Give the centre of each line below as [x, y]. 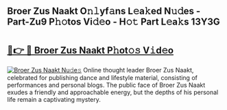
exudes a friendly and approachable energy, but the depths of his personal [113, 92]
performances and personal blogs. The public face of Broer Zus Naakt [106, 85]
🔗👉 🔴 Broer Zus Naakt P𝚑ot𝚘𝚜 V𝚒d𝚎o [90, 50]
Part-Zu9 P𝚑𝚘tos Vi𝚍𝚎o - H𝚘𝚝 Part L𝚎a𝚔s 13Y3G [114, 22]
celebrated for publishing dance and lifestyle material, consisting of [102, 78]
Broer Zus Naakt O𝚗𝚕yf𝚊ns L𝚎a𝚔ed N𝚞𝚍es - [104, 11]
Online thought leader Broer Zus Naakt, [139, 70]
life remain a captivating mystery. [54, 99]
